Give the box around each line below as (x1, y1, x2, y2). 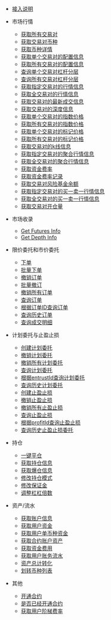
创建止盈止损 (20, 389, 53, 396)
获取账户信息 (20, 515, 53, 522)
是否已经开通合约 (20, 600, 63, 607)
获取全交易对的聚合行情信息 (20, 158, 90, 165)
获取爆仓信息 (20, 467, 53, 474)
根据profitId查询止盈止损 (20, 419, 81, 426)
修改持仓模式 (20, 475, 53, 481)
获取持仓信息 (20, 460, 53, 466)
